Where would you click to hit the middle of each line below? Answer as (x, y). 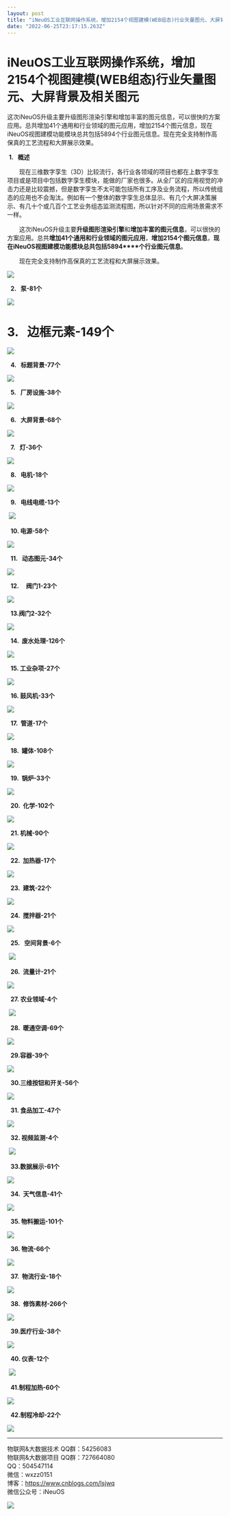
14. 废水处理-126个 (37, 641)
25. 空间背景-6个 (36, 943)
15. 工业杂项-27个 (35, 668)
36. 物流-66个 (30, 1249)
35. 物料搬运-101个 (37, 1221)
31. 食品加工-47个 (35, 1110)
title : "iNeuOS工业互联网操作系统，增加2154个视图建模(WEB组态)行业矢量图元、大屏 (114, 20)
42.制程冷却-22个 (35, 1415)
